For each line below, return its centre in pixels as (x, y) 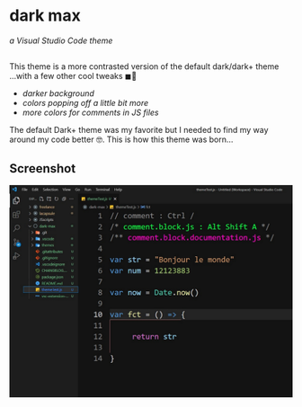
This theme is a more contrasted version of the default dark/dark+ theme (144, 66)
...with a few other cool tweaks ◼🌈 (73, 76)
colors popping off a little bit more (85, 103)
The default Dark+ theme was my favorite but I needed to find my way (139, 130)
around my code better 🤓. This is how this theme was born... (121, 139)
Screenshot (43, 168)
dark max (45, 16)
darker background (58, 93)
